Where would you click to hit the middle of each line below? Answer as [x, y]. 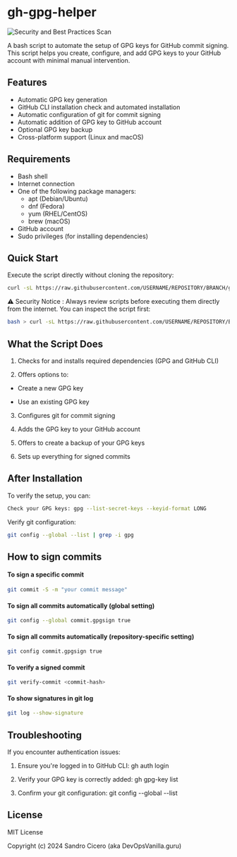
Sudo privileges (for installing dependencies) [83, 236]
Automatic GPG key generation [62, 99]
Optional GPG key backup [55, 129]
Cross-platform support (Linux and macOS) [80, 137]
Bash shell [32, 176]
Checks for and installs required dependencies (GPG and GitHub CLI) [118, 361]
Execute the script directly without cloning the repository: [91, 275]
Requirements [39, 159]
